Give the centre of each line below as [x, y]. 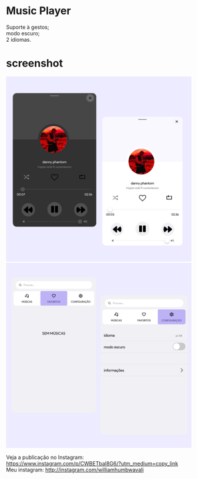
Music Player [39, 11]
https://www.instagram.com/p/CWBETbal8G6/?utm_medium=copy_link [92, 463]
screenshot [35, 63]
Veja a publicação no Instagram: [45, 457]
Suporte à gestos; [28, 27]
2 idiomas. [19, 39]
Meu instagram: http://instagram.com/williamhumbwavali [75, 470]
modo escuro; [23, 33]
